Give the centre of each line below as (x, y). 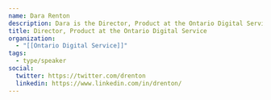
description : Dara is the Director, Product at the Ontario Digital (126, 23)
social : (21, 69)
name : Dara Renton (39, 16)
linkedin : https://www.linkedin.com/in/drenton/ (99, 83)
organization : (32, 38)
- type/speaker (41, 61)
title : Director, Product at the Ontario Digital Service (108, 31)
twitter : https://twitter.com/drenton (81, 76)
